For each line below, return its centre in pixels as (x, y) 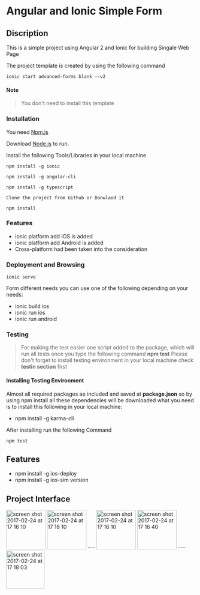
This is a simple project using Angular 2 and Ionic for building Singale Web (98, 47)
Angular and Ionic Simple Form (84, 11)
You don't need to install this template (67, 103)
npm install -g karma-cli (44, 418)
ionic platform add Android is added (59, 243)
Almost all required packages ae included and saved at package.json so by (99, 394)
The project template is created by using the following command (86, 65)
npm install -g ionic (33, 166)
